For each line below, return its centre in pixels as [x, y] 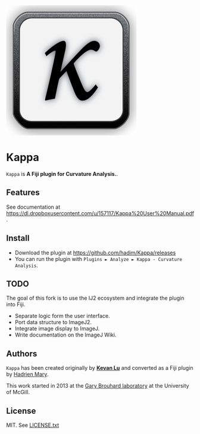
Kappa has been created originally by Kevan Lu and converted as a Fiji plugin [100, 368]
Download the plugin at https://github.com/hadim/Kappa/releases [95, 253]
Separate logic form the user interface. [62, 316]
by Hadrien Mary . [27, 375]
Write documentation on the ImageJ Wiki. [65, 335]
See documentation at [33, 207]
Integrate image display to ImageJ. [57, 329]
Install [18, 238]
